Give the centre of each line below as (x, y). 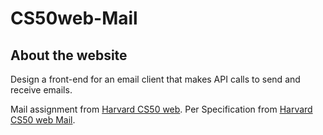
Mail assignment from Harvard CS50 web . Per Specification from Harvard (161, 109)
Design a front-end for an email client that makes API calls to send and (155, 79)
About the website (69, 55)
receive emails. (41, 90)
